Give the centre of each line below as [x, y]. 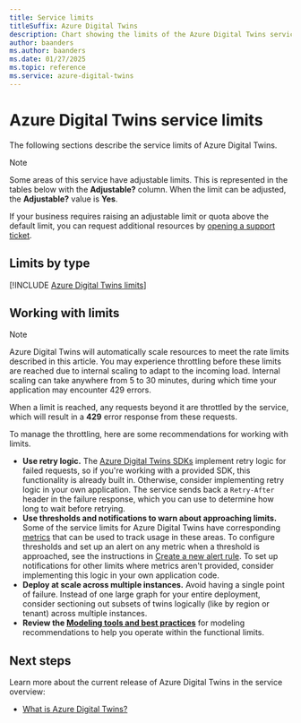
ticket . [21, 235]
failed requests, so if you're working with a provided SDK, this [136, 470]
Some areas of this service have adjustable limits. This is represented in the [149, 179]
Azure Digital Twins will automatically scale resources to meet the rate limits [149, 352]
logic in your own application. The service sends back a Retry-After [148, 490]
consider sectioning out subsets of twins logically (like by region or [146, 604]
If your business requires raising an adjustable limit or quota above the [139, 216]
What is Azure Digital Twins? [75, 710]
